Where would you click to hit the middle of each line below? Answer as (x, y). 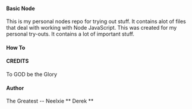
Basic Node (21, 8)
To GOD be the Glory (32, 74)
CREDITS (18, 61)
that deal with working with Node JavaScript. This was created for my (92, 28)
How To (16, 47)
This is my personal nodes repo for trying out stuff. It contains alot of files (96, 21)
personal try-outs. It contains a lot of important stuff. (70, 34)
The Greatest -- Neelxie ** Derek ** (50, 101)
